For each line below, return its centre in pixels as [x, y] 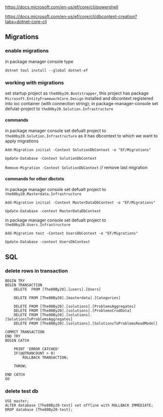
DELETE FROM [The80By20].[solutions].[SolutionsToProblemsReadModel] [86, 323]
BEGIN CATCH [17, 341]
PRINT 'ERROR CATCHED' [37, 349]
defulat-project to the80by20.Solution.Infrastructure [59, 109]
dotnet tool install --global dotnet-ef [47, 70]
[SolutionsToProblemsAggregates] [39, 319]
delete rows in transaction [36, 271]
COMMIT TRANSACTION [25, 332]
